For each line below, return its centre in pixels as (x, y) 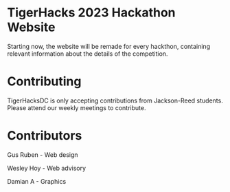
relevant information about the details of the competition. (88, 54)
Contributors (45, 136)
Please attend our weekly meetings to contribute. (77, 107)
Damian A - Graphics (37, 181)
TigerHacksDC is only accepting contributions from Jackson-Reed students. (115, 100)
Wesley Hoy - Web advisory (47, 168)
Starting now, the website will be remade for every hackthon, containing (109, 46)
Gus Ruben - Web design (43, 154)
